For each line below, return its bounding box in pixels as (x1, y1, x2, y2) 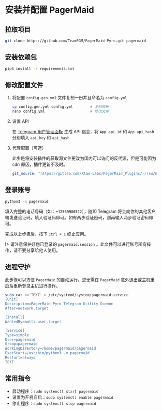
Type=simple (5, 332, 29, 338)
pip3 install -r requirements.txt (5, 66, 75, 71)
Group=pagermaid (5, 342, 38, 346)
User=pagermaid (5, 337, 36, 342)
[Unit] (5, 297, 18, 302)
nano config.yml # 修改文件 (12, 109, 109, 114)
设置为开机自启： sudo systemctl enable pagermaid (12, 394, 114, 400)
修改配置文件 (5, 81, 44, 89)
